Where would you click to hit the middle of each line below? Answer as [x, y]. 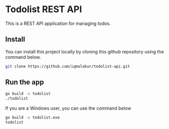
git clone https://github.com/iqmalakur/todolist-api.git [68, 66]
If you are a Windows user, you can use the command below [68, 108]
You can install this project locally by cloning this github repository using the [85, 51]
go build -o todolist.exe [32, 118]
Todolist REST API [44, 9]
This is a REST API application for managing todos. [58, 23]
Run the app [25, 82]
